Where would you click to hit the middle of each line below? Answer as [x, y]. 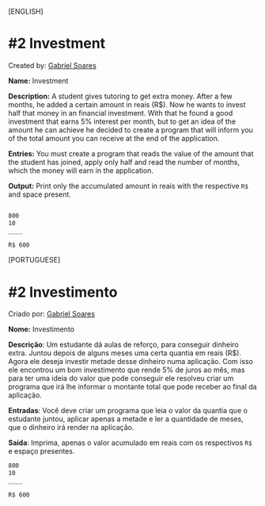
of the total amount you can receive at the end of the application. [114, 138]
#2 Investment [57, 44]
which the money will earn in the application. [81, 171]
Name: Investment [38, 80]
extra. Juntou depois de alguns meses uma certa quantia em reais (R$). [125, 353]
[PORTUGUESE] [34, 260]
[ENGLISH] [26, 11]
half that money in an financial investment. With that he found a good [121, 113]
